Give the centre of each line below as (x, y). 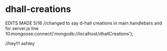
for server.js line (22, 28)
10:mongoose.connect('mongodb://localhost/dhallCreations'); (69, 33)
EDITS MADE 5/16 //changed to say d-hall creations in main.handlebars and (84, 23)
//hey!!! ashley (20, 43)
